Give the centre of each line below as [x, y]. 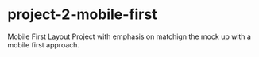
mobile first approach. [44, 44]
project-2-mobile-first [82, 15]
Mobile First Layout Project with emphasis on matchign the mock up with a [129, 36]
